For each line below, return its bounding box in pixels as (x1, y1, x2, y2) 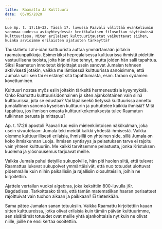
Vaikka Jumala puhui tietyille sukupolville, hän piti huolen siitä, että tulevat (5, 158, 153, 164)
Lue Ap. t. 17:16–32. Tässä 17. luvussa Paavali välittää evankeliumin (5, 25, 153, 30)
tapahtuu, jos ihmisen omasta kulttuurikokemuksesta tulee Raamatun (5, 108, 143, 114)
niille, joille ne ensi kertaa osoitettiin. (5, 218, 78, 224)
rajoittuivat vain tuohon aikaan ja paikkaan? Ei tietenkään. (5, 193, 120, 199)
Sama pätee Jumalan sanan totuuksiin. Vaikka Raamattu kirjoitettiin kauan (5, 203, 152, 208)
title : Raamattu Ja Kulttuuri (5, 7, 69, 12)
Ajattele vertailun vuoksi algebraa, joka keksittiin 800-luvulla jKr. (5, 183, 133, 188)
